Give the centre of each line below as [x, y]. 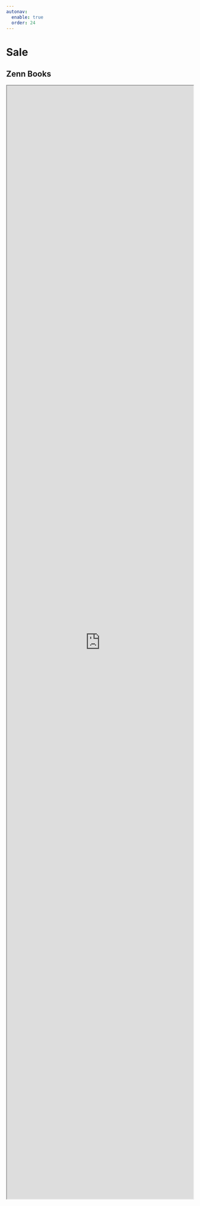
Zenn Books [29, 74]
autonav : [17, 12]
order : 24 [23, 23]
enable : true [28, 17]
